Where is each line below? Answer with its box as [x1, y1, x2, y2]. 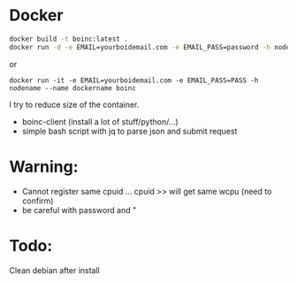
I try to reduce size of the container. [9, 99, 140, 110]
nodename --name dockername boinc [9, 83, 137, 93]
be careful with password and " [21, 204, 137, 215]
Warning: [9, 157, 79, 177]
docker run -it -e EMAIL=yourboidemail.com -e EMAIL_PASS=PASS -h [9, 76, 259, 85]
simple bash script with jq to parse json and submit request [21, 126, 238, 136]
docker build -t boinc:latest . [9, 34, 128, 43]
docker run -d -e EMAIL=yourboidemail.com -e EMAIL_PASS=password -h [9, 42, 271, 51]
